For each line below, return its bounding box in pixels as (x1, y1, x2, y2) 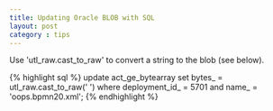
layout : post (9, 22, 59, 31)
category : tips (9, 30, 70, 39)
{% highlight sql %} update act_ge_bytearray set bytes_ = (9, 72, 223, 83)
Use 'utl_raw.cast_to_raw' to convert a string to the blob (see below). (9, 55, 265, 66)
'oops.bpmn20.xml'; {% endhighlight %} (9, 91, 159, 102)
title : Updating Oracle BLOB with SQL (9, 13, 155, 23)
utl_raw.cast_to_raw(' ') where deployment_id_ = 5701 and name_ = (9, 82, 259, 93)
